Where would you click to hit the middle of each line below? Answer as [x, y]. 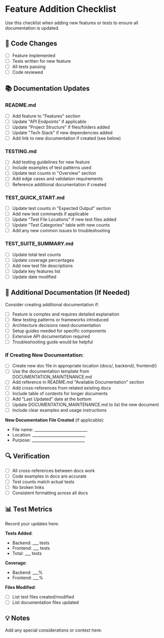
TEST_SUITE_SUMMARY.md [39, 244]
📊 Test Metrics [29, 509]
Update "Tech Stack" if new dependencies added [62, 132]
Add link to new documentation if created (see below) [67, 138]
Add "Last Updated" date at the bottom [52, 399]
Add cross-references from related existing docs [62, 388]
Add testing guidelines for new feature [51, 162]
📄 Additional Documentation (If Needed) [68, 293]
